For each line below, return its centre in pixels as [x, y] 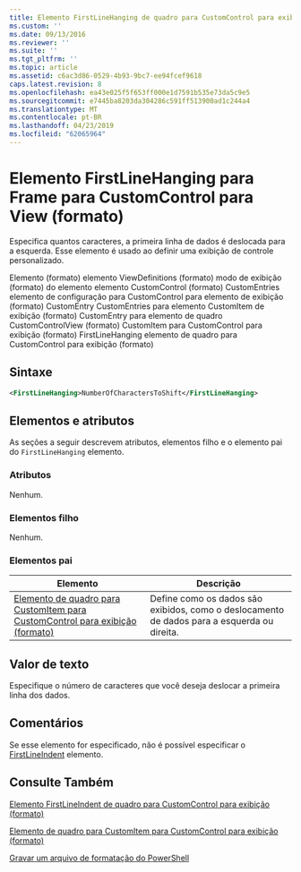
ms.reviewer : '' [39, 43]
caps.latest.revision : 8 [56, 84]
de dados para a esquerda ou [212, 621]
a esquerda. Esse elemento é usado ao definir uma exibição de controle [142, 251]
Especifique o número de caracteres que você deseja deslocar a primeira [145, 686]
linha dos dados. [40, 696]
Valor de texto [49, 664]
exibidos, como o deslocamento [217, 610]
